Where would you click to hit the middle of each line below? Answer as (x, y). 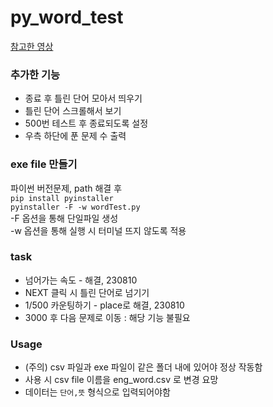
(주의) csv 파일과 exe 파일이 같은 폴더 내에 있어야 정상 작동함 (143, 367)
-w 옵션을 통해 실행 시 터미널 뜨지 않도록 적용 (98, 230)
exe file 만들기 (44, 164)
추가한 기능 (35, 74)
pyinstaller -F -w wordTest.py (75, 207)
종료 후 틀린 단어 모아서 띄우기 (83, 98)
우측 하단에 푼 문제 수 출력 (75, 136)
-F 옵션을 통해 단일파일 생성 (64, 218)
